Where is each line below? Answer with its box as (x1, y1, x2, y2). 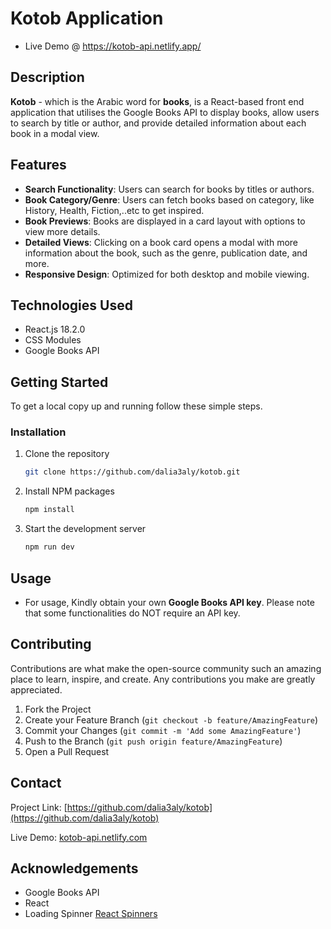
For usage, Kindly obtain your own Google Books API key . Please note (24, 596, 315, 608)
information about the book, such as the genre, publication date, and (24, 247, 308, 259)
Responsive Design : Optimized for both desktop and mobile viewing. (24, 268, 310, 280)
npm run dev (24, 542, 75, 552)
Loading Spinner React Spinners (24, 908, 158, 920)
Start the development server (24, 523, 147, 535)
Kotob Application (10, 7, 164, 30)
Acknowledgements (10, 860, 139, 877)
